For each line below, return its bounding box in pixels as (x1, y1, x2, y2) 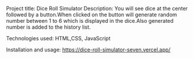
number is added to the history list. (6, 23, 91, 30)
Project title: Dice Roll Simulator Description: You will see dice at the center (6, 5, 188, 12)
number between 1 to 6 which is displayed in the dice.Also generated (6, 18, 174, 24)
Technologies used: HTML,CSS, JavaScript (6, 35, 111, 41)
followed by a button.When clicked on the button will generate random (6, 11, 177, 18)
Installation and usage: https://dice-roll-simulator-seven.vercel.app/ (6, 46, 171, 53)
